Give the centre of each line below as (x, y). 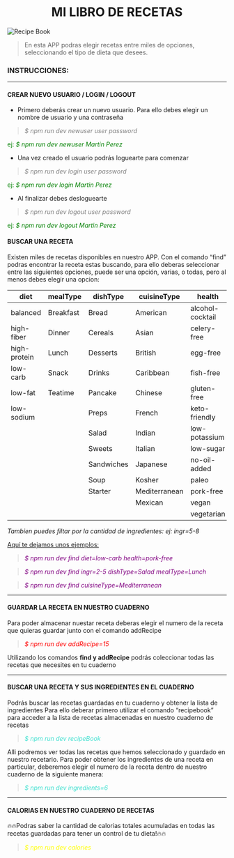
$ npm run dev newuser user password (81, 131)
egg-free (206, 353)
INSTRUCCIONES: (38, 70)
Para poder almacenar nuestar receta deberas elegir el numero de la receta (115, 623)
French (147, 413)
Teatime (61, 392)
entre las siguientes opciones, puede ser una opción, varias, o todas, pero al (117, 272)
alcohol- (205, 308)
